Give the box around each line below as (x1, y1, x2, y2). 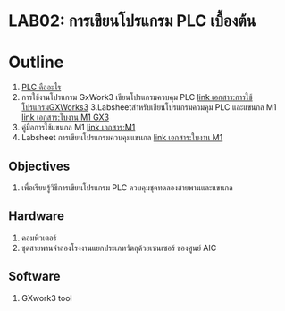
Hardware (8, 208, 64, 224)
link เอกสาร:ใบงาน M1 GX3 (21, 112, 109, 122)
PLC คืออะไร (21, 82, 62, 93)
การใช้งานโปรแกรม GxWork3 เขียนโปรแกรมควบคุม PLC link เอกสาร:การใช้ (21, 92, 253, 103)
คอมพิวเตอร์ (21, 232, 57, 243)
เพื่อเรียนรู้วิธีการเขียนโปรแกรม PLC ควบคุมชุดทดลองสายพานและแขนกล (21, 181, 233, 193)
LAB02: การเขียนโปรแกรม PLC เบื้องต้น (8, 11, 256, 31)
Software (8, 269, 61, 284)
